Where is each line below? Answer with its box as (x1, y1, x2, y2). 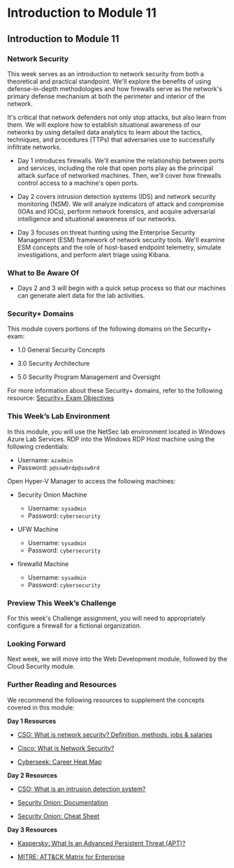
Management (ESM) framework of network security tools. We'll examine (17, 235, 225, 244)
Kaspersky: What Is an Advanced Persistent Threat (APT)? (17, 839, 186, 847)
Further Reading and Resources (7, 680, 117, 689)
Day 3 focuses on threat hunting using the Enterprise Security (17, 228, 196, 236)
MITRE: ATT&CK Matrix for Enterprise (17, 853, 125, 861)
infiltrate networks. (7, 142, 61, 151)
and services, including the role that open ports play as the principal (17, 163, 214, 172)
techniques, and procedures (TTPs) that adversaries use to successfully (7, 135, 215, 144)
